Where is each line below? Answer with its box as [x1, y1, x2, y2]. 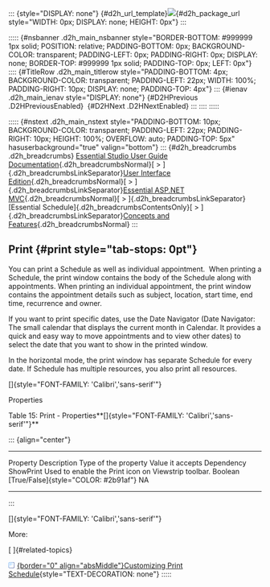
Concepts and [123, 211, 170, 221]
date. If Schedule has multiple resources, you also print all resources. [8, 363, 237, 374]
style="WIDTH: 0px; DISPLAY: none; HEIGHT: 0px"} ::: [8, 17, 187, 27]
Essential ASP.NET [123, 185, 185, 195]
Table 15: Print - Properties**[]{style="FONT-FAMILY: [8, 411, 185, 420]
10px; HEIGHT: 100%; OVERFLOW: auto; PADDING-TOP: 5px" [33, 134, 235, 143]
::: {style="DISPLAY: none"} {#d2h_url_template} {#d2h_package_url [8, 9, 240, 18]
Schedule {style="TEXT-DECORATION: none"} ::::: [8, 568, 172, 579]
